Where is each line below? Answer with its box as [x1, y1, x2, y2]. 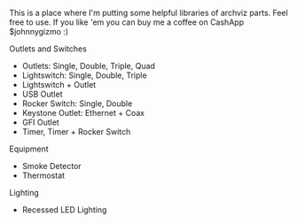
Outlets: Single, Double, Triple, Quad [21, 61, 155, 71]
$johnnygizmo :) [9, 27, 69, 36]
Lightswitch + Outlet [21, 80, 97, 89]
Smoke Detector [21, 161, 82, 171]
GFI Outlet [21, 117, 59, 127]
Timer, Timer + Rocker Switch [21, 127, 131, 136]
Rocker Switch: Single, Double [21, 98, 133, 109]
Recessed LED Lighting [21, 205, 107, 215]
